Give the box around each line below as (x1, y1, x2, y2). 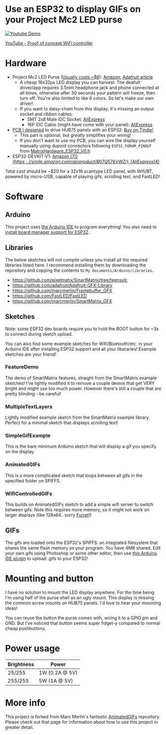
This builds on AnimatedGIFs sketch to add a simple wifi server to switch (5, 501, 154, 507)
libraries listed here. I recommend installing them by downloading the (5, 262, 146, 268)
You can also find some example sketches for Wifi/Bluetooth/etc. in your (5, 341, 153, 347)
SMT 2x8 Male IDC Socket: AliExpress (27, 116, 105, 122)
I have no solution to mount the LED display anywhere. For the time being (5, 589, 155, 595)
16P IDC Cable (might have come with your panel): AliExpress (27, 121, 153, 127)
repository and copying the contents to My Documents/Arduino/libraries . (5, 267, 154, 273)
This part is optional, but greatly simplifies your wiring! (19, 132, 131, 138)
